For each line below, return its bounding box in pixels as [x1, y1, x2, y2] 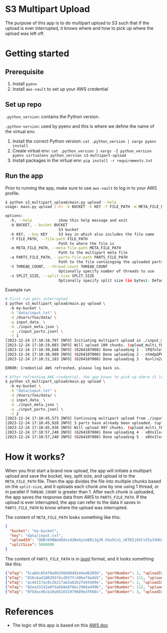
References [5, 606, 54, 617]
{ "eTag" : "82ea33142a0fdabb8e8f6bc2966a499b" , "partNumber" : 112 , [5, 584, 146, 589]
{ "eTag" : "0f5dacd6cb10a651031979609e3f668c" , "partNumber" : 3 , [5, 589, 141, 594]
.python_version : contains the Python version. [5, 113, 100, 120]
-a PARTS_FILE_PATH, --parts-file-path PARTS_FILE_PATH [9, 255, 128, 260]
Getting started [5, 48, 70, 59]
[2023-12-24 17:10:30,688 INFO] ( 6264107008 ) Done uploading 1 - [5, 348, 143, 352]
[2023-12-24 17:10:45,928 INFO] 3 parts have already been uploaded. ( [5, 421, 157, 425]
